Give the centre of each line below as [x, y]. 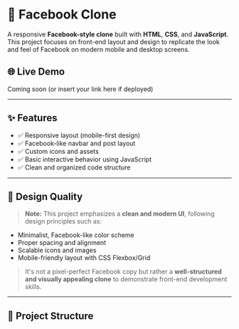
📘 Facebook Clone [62, 15]
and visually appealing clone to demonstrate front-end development [126, 279]
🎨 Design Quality [45, 196]
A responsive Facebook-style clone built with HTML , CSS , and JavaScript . [118, 34]
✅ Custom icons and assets [58, 151]
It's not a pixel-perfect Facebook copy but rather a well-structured [123, 272]
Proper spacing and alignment [62, 243]
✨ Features [32, 118]
